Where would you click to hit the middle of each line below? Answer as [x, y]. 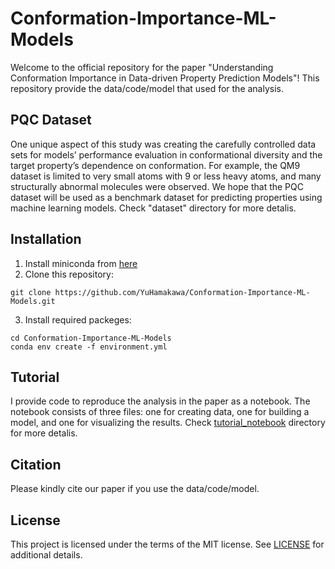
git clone [31, 292]
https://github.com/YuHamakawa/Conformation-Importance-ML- [182, 292]
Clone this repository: [69, 274]
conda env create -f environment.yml [89, 347]
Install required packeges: [78, 319]
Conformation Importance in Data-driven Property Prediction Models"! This [165, 78]
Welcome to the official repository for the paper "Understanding [142, 67]
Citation [36, 464]
